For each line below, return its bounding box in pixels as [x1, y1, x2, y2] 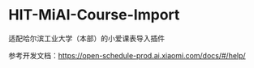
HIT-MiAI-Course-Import [8, 6, 180, 24]
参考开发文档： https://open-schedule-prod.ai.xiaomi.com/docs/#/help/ [8, 50, 246, 60]
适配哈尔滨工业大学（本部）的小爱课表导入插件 [8, 33, 165, 43]
